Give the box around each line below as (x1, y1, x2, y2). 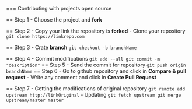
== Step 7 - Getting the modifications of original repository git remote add (6, 85, 186, 92)
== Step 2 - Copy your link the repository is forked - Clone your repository (6, 27, 186, 34)
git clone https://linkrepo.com (6, 34, 85, 40)
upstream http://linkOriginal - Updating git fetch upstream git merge (6, 92, 181, 98)
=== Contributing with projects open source (6, 5, 112, 12)
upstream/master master (6, 97, 64, 103)
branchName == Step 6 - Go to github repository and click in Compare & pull (6, 68, 187, 75)
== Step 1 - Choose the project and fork (6, 16, 102, 23)
